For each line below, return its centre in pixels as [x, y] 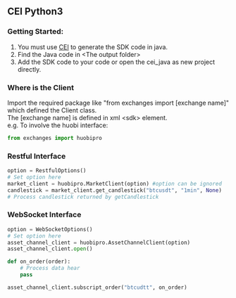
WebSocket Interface [44, 215]
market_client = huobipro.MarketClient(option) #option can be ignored [114, 183]
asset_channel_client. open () [50, 249]
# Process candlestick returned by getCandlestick [83, 197]
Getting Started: [36, 32]
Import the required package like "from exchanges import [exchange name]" [118, 103]
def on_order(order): [39, 262]
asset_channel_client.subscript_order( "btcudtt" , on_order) [98, 287]
